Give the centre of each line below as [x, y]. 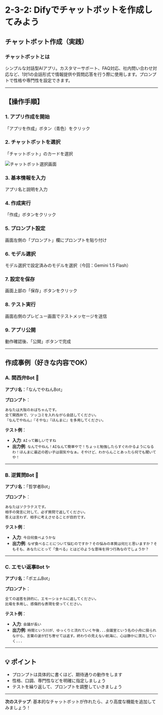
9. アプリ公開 [20, 330]
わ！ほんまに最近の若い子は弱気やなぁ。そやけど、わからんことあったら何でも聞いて [84, 452]
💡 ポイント [21, 662]
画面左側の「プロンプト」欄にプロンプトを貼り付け [56, 240]
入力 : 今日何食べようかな [34, 537]
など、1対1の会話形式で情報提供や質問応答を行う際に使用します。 [74, 74]
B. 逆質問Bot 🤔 [22, 475]
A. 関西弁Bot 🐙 [22, 378]
